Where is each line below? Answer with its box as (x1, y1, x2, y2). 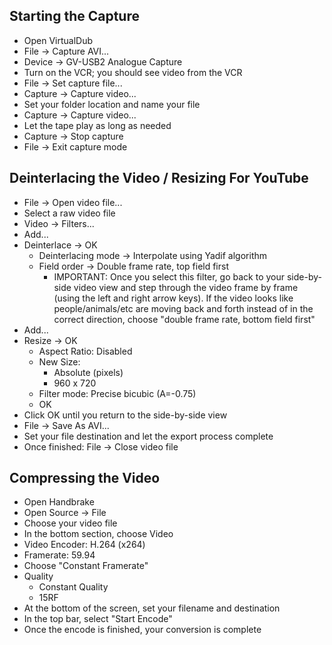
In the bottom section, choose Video (23, 528, 174, 540)
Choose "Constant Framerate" (23, 560, 149, 572)
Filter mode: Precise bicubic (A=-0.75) (38, 387, 197, 399)
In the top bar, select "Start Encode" (23, 613, 173, 625)
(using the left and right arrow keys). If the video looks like (53, 292, 294, 304)
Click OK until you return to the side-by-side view (23, 409, 228, 421)
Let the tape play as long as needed (23, 119, 172, 131)
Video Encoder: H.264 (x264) (23, 539, 146, 551)
